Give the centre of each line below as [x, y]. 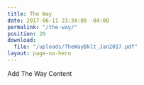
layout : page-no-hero [39, 54]
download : [22, 40]
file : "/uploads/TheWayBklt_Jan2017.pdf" [76, 47]
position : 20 [27, 34]
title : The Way [30, 14]
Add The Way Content [40, 73]
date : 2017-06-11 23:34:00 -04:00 [59, 21]
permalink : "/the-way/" [43, 27]
